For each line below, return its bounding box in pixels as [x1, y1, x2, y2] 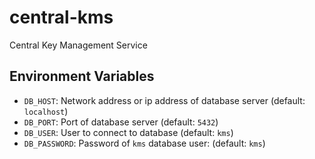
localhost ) [23, 105, 69, 117]
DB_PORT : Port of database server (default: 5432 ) [23, 116, 219, 128]
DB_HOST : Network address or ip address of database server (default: [23, 94, 306, 106]
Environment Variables [9, 68, 155, 85]
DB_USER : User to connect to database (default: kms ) [23, 126, 234, 138]
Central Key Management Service [9, 39, 148, 51]
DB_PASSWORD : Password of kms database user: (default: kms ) [23, 137, 266, 149]
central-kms [9, 6, 114, 29]
